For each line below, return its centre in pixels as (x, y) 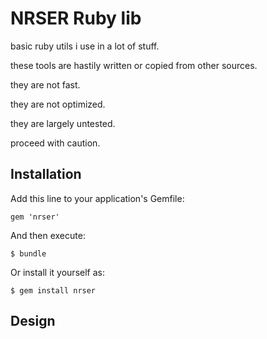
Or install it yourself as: (57, 272)
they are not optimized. (58, 104)
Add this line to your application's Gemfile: (97, 198)
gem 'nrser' (35, 217)
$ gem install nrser (53, 290)
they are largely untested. (63, 123)
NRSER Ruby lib (76, 18)
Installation (46, 174)
